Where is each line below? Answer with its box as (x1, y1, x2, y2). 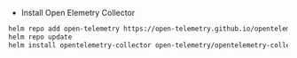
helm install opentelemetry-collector (8, 40, 152, 49)
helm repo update (8, 33, 73, 41)
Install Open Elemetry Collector (20, 8, 136, 18)
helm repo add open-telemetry (8, 25, 121, 33)
